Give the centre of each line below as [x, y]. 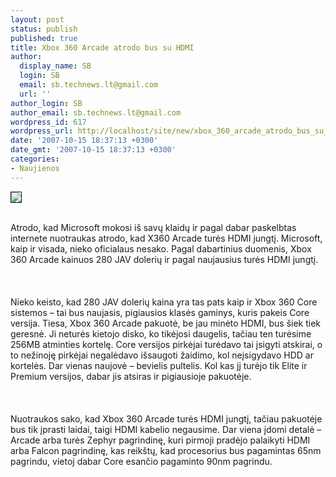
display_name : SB [55, 66]
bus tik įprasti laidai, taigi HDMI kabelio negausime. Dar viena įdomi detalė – [166, 429]
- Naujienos [35, 168]
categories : [35, 159]
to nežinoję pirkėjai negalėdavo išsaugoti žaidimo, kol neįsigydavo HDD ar [162, 355]
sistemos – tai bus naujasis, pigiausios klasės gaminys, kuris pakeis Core [160, 312]
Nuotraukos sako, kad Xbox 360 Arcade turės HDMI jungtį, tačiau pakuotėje [166, 418]
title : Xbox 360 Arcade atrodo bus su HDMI [102, 47]
